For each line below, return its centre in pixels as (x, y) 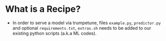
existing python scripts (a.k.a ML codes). (54, 33)
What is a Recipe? (43, 9)
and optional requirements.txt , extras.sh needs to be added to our (82, 28)
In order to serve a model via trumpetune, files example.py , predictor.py (86, 23)
